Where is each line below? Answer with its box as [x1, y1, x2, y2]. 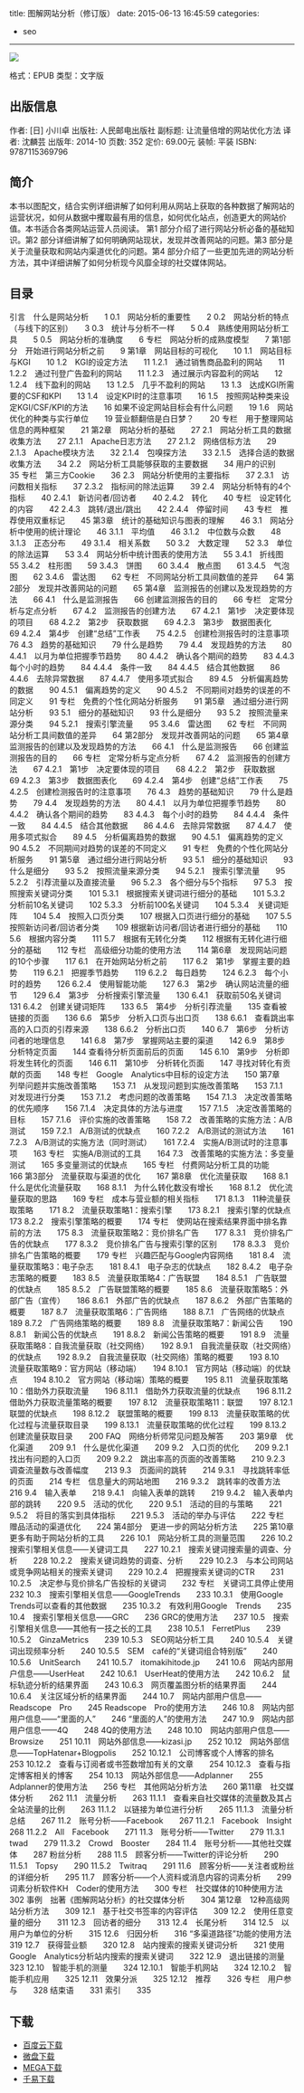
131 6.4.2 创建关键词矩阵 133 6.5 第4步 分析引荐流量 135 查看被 [9, 1001, 288, 1012]
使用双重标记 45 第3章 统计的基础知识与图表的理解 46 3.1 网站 [16, 515, 287, 526]
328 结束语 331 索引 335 [33, 1984, 152, 1996]
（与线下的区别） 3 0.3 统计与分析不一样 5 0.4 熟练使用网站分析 [9, 323, 282, 334]
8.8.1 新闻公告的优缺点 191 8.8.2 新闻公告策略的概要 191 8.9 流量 [9, 1329, 290, 1340]
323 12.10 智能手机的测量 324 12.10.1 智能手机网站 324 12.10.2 [9, 1962, 276, 1974]
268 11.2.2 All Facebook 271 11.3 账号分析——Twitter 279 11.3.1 [9, 1826, 285, 1838]
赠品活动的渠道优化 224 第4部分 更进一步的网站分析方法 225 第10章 [9, 1521, 294, 1532]
